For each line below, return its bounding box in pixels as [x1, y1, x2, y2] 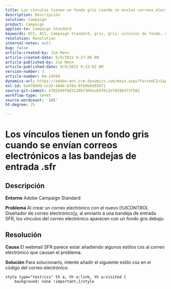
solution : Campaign [5, 17, 47, 22]
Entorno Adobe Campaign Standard [5, 195, 81, 201]
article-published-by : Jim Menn [5, 60, 74, 65]
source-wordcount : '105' [5, 97, 58, 102]
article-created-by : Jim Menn [5, 50, 70, 55]
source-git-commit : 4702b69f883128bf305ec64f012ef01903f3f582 [5, 88, 140, 93]
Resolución [5, 230, 42, 239]
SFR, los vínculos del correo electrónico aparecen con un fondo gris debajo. [5, 216, 165, 222]
